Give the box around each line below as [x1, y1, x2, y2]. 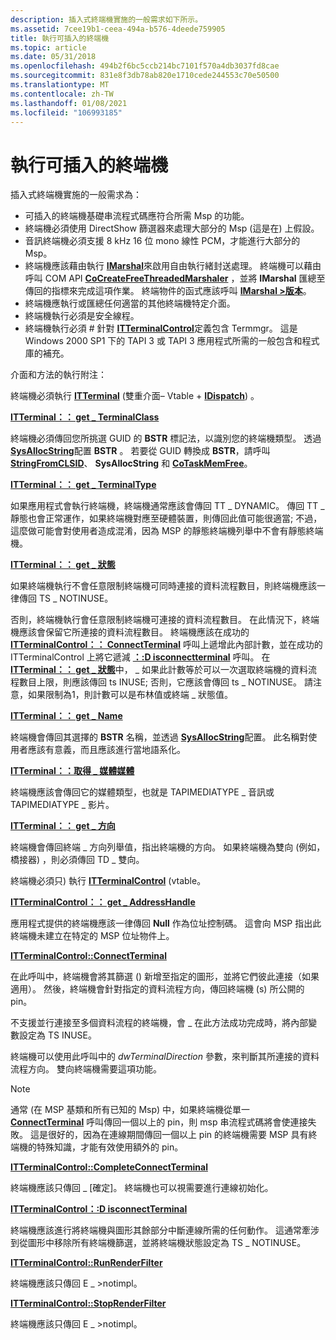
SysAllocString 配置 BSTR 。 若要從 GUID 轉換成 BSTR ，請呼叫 [10, 445, 271, 457]
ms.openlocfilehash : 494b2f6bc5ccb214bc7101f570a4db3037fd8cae [10, 61, 280, 71]
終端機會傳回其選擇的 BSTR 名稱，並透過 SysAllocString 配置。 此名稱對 [10, 731, 309, 743]
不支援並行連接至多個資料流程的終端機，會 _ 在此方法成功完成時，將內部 [10, 1017, 309, 1029]
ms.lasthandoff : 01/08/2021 [10, 98, 128, 108]
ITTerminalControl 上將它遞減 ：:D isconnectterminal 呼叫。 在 [10, 651, 271, 663]
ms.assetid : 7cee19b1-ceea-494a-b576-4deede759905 [10, 24, 226, 34]
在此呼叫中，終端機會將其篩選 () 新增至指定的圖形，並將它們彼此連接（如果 [10, 971, 320, 983]
